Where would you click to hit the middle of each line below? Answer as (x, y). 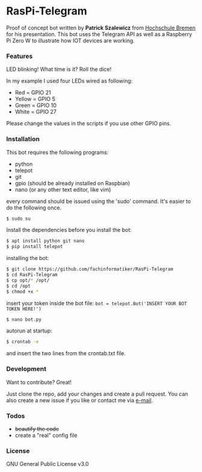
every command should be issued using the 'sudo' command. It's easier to (99, 201)
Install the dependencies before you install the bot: (69, 230)
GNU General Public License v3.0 (47, 464)
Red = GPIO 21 (33, 93)
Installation (23, 139)
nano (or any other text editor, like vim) (63, 189)
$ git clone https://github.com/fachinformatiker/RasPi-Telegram (90, 269)
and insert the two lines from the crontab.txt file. (66, 353)
